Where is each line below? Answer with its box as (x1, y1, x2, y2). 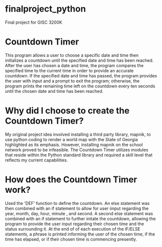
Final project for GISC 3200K (5, 19, 63, 25)
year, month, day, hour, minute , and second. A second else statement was (5, 210, 153, 216)
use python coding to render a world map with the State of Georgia (5, 136, 138, 142)
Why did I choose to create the (5, 105, 130, 116)
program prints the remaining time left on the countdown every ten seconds (5, 83, 155, 89)
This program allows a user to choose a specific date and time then (5, 52, 139, 58)
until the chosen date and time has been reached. (5, 88, 104, 94)
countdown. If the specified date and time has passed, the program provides (5, 73, 157, 78)
